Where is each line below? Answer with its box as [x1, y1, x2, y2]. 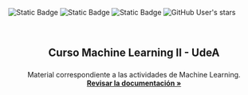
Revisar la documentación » [86, 78, 182, 88]
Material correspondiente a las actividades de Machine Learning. [27, 70, 241, 80]
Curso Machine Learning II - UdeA [48, 46, 220, 60]
